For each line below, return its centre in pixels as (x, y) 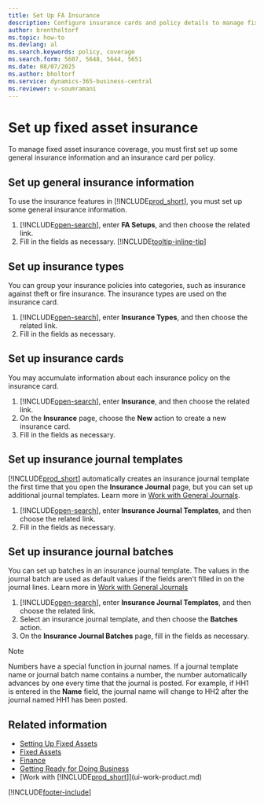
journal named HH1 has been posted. (68, 700)
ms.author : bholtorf (42, 74)
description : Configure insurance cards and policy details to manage (126, 23)
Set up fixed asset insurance (103, 127)
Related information (58, 725)
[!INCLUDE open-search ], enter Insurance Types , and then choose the (134, 317)
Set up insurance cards (66, 359)
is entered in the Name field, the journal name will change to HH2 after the (128, 692)
